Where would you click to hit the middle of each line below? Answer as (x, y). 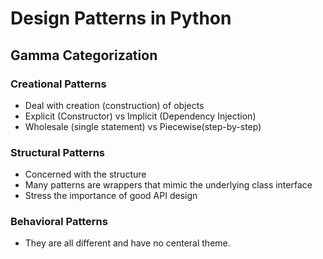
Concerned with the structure (85, 174)
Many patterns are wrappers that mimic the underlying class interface (168, 185)
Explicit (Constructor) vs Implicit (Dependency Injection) (140, 116)
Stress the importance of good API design (111, 196)
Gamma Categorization (84, 55)
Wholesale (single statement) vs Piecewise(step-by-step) (143, 126)
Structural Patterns (58, 152)
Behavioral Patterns (59, 222)
